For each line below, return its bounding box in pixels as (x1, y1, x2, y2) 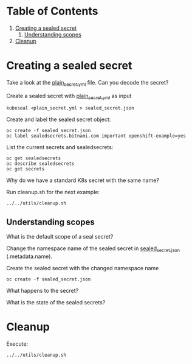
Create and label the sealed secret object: (6, 116, 111, 123)
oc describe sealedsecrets (6, 161, 75, 167)
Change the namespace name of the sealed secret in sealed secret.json (6, 245, 180, 254)
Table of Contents (6, 4, 98, 18)
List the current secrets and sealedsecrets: (6, 144, 114, 151)
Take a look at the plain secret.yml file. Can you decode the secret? (6, 79, 169, 88)
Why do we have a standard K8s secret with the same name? (6, 177, 160, 184)
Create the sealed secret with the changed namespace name (6, 265, 159, 272)
